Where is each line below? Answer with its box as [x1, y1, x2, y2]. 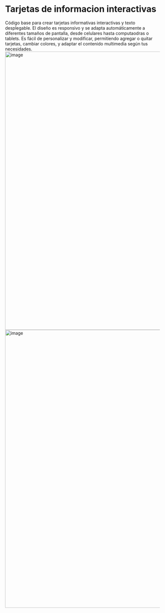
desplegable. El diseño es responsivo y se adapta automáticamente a [5, 25, 145, 31]
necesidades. [5, 46, 32, 52]
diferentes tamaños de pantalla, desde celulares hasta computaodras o [5, 30, 149, 36]
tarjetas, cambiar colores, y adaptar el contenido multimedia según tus [5, 40, 148, 46]
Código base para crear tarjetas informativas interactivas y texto [5, 20, 136, 26]
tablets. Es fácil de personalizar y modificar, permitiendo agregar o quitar [5, 36, 153, 41]
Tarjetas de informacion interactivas [5, 3, 157, 15]
